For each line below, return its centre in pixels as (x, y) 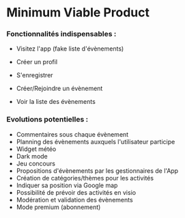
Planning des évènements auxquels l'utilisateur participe (96, 141)
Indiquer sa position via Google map (67, 185)
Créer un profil (37, 62)
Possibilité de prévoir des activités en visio (76, 192)
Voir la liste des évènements (56, 102)
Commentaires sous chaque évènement (72, 134)
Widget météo (36, 149)
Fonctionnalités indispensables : (61, 34)
